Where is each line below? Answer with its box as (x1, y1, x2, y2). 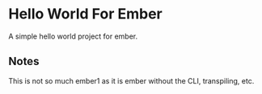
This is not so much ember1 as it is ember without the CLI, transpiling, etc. (8, 76, 255, 85)
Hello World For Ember (8, 5, 163, 23)
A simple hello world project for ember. (8, 31, 138, 41)
